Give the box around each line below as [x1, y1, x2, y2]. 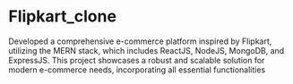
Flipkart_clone [8, 6, 117, 27]
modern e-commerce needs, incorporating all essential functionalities [8, 64, 266, 75]
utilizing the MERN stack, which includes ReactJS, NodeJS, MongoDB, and [8, 45, 285, 55]
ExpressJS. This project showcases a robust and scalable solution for [8, 55, 265, 65]
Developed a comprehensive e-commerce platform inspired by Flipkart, [8, 36, 272, 46]
